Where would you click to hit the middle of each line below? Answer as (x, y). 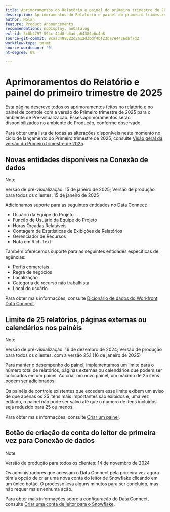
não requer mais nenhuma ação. (39, 489)
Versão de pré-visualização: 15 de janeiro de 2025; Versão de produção (80, 190)
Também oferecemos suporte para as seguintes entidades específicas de (82, 251)
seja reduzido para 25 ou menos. (40, 407)
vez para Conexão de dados (50, 441)
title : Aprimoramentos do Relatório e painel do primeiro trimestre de (82, 10)
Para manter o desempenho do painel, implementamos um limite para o (80, 365)
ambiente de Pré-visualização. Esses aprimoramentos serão (68, 118)
